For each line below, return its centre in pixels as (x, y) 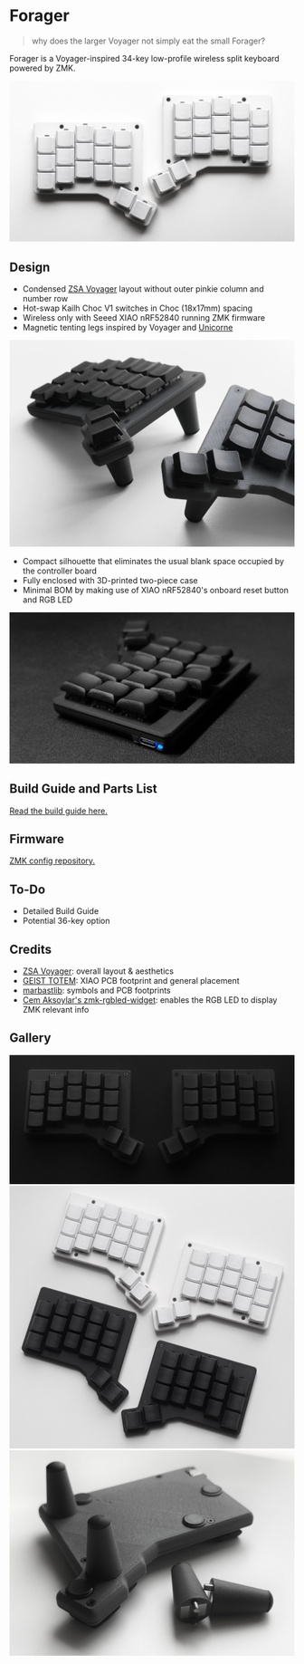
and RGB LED (47, 600)
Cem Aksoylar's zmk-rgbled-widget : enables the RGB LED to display (150, 1000)
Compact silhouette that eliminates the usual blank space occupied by (153, 561)
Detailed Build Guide (61, 911)
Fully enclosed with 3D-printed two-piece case (110, 580)
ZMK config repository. (52, 861)
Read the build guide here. (59, 811)
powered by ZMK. (43, 68)
